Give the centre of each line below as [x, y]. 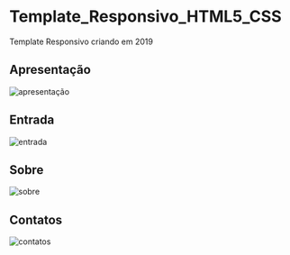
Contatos [36, 219]
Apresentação [50, 70]
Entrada [32, 120]
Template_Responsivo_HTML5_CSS [145, 17]
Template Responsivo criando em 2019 [81, 41]
